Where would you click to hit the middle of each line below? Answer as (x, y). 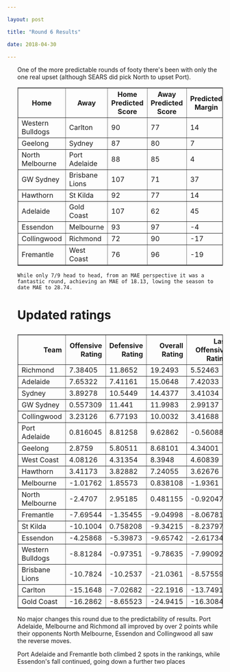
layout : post (26, 19)
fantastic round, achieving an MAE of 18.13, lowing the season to (115, 282)
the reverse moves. (44, 640)
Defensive (126, 346)
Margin (206, 107)
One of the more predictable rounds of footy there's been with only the (117, 70)
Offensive (86, 346)
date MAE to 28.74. (45, 288)
